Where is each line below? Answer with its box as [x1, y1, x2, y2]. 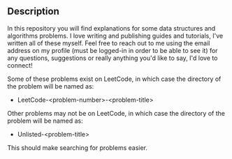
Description [7, 6, 59, 17]
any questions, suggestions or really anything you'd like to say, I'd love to [7, 54, 218, 62]
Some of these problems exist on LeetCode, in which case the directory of [7, 75, 222, 83]
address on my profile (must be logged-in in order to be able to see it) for [7, 46, 218, 54]
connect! [7, 61, 33, 69]
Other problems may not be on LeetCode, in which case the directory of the [7, 109, 226, 117]
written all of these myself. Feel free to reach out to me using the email [7, 38, 210, 47]
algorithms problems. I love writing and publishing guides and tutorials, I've [7, 31, 224, 40]
